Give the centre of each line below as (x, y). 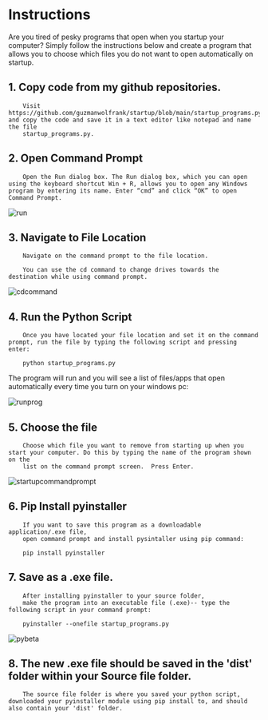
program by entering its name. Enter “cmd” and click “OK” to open (123, 191)
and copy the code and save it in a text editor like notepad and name (130, 120)
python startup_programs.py (69, 364)
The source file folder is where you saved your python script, (132, 694)
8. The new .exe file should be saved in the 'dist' (130, 664)
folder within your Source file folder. (100, 676)
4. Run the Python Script (70, 317)
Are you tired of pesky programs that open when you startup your (116, 37)
